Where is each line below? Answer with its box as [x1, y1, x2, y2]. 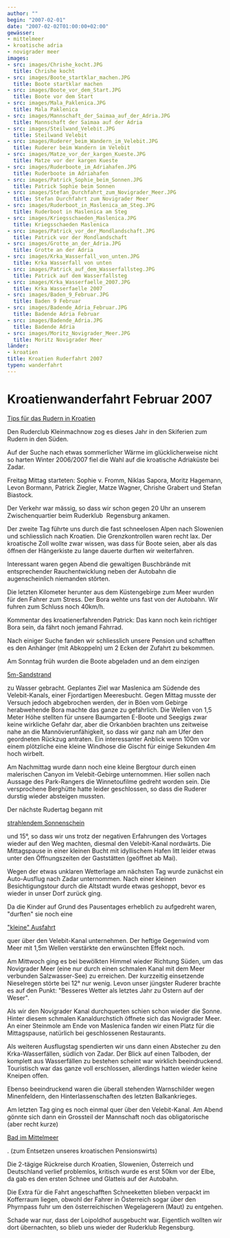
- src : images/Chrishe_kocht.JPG [7, 61, 103, 68]
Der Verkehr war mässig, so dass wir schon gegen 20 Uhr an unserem [7, 503, 206, 512]
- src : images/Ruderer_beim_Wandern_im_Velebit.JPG [7, 138, 158, 145]
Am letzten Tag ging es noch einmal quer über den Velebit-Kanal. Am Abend [7, 1105, 223, 1114]
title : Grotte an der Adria [13, 247, 94, 254]
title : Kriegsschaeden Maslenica [13, 221, 109, 228]
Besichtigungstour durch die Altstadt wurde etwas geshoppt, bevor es [7, 882, 206, 890]
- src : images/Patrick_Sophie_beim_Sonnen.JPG [7, 176, 143, 183]
